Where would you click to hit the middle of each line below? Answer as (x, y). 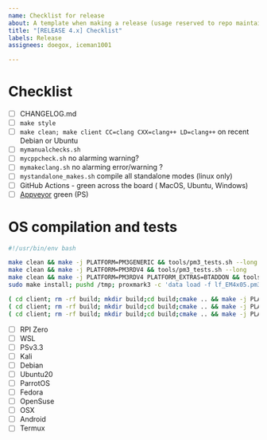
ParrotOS (35, 383)
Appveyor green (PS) (54, 194)
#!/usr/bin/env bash (43, 248)
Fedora (31, 392)
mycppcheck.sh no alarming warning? (79, 158)
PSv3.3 (31, 347)
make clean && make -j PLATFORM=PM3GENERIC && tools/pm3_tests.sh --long (133, 263)
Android (33, 419)
